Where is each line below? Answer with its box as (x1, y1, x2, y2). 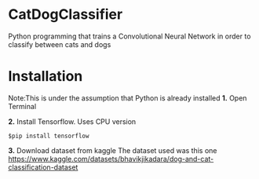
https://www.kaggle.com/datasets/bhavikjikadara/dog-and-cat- (8, 154, 214, 163)
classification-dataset (8, 163, 78, 172)
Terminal (8, 101, 37, 111)
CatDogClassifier (8, 5, 123, 24)
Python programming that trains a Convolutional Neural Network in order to (8, 31, 251, 41)
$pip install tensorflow (8, 132, 89, 140)
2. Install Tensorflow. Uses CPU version (8, 116, 137, 126)
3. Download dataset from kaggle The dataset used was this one (8, 145, 217, 155)
